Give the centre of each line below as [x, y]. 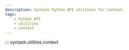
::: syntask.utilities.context [32, 42]
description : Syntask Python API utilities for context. [65, 10]
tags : [11, 14]
